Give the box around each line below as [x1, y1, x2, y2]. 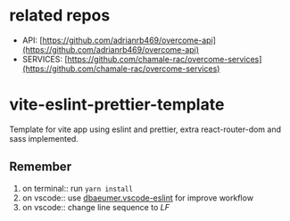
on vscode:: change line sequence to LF [21, 201, 170, 212]
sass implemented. [9, 133, 79, 143]
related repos [9, 5, 111, 26]
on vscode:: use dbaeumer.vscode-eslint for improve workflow [21, 192, 254, 203]
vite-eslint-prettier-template [9, 94, 225, 115]
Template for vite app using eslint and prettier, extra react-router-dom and [9, 124, 282, 135]
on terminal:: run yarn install [21, 183, 134, 193]
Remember [9, 160, 72, 175]
